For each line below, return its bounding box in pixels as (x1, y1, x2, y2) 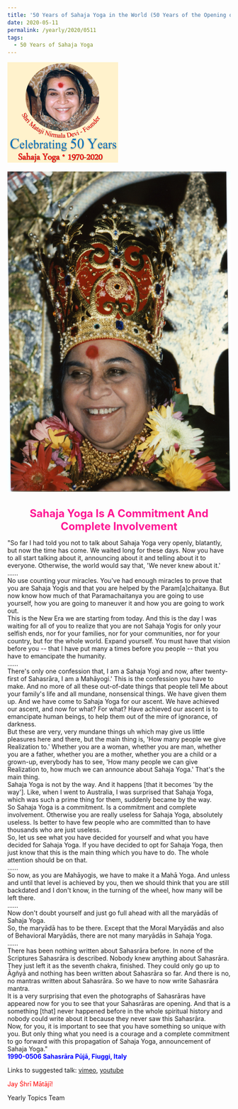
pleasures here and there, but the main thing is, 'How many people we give (7, 735, 226, 744)
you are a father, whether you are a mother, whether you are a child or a (7, 750, 217, 759)
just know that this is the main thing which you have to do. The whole (7, 848, 209, 857)
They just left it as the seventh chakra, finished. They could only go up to (7, 962, 220, 970)
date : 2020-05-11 (7, 18, 59, 26)
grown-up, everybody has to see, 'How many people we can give (7, 758, 198, 766)
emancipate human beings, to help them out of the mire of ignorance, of (7, 712, 218, 721)
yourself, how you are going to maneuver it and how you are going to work (7, 599, 225, 608)
